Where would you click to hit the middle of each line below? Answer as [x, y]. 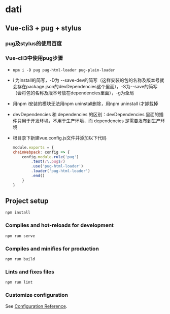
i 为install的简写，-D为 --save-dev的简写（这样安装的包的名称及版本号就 [88, 80]
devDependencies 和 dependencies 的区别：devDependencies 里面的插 [88, 114]
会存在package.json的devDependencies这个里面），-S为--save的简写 [85, 86]
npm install [18, 213]
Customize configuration [37, 295]
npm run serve [20, 236]
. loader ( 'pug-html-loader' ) [61, 171]
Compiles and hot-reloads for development [60, 225]
